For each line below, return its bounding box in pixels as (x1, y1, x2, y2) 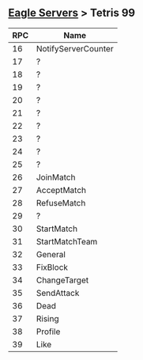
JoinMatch (36, 172, 76, 183)
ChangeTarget (36, 275, 89, 286)
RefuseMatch (36, 197, 86, 208)
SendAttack (36, 287, 80, 298)
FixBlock (36, 261, 69, 272)
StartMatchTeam (36, 236, 98, 247)
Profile (36, 326, 61, 337)
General (36, 248, 66, 260)
